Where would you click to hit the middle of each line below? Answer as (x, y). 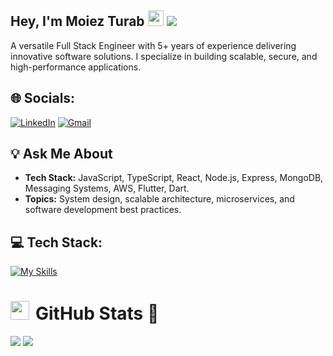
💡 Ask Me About (61, 154)
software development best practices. (103, 210)
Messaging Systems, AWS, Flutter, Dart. (107, 188)
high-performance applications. (76, 67)
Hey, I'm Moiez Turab (77, 21)
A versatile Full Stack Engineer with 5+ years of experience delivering (153, 45)
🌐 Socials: (43, 98)
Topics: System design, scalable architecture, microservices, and (159, 199)
